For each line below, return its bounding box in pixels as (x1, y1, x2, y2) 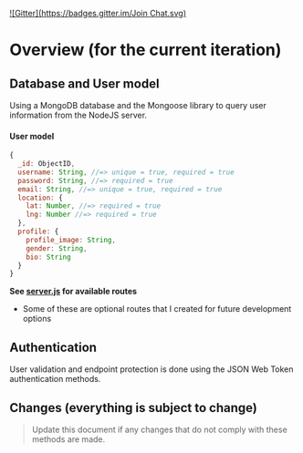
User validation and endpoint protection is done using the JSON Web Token (9, 364, 294, 375)
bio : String (26, 252, 71, 262)
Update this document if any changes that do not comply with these (31, 424, 287, 435)
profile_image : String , (26, 235, 117, 244)
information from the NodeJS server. (9, 109, 148, 120)
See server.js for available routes (9, 286, 138, 297)
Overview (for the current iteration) (9, 40, 282, 60)
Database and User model (9, 76, 160, 91)
